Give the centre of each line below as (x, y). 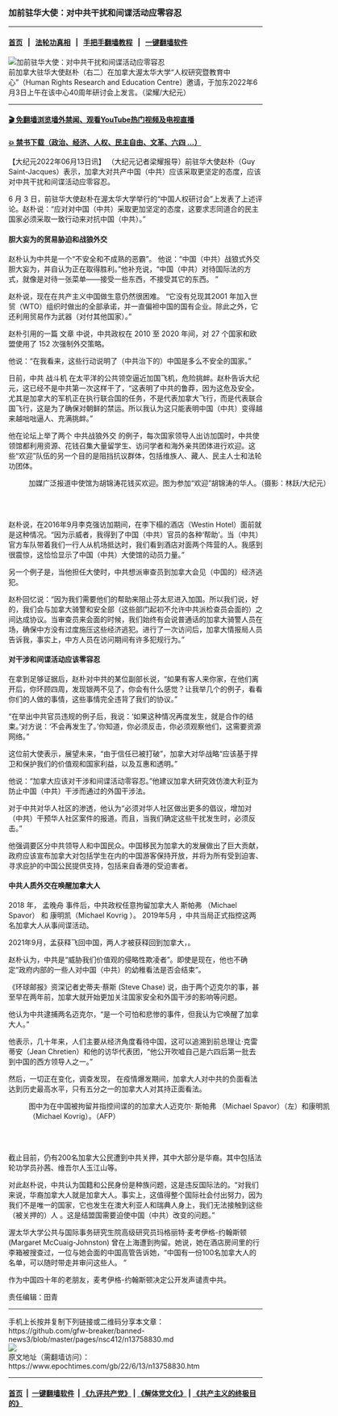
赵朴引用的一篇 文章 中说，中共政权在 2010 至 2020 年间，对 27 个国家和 (129, 334)
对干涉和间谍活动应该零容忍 (54, 659)
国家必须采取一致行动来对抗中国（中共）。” (77, 219)
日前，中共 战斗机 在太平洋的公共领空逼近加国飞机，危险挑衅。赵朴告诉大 (130, 378)
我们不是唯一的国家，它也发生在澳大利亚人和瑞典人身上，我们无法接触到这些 (136, 1204)
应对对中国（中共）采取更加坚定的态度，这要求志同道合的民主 (156, 209)
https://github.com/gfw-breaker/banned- (77, 1330)
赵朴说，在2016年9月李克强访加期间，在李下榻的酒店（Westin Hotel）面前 (132, 524)
